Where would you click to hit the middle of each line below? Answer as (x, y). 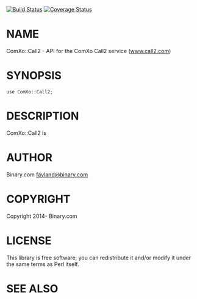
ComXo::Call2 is (27, 133)
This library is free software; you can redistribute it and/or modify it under (99, 258)
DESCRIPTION (43, 116)
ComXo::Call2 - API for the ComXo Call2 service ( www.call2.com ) (89, 51)
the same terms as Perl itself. (43, 264)
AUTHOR (30, 157)
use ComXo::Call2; (30, 92)
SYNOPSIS (34, 76)
